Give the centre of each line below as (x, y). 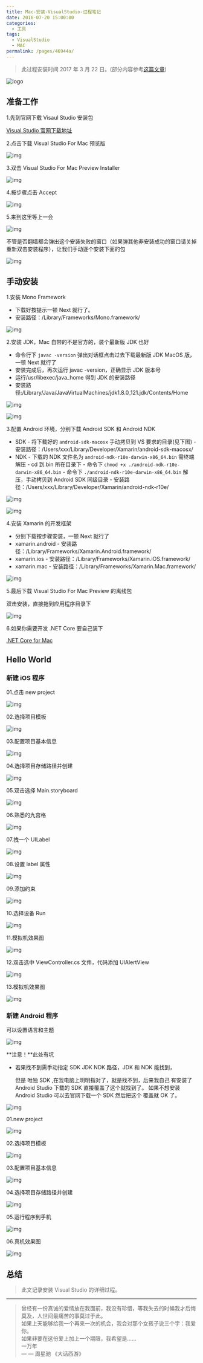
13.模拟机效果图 (26, 987)
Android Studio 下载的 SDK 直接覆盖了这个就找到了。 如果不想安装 (98, 1088)
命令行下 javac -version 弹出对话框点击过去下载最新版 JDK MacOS (99, 355)
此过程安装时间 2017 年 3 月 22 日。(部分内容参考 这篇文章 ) (94, 69)
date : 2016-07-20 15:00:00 (40, 18)
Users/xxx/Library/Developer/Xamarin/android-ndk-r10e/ (98, 487)
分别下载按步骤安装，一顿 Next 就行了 (62, 536)
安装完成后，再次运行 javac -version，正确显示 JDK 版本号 (88, 370)
